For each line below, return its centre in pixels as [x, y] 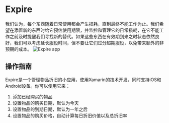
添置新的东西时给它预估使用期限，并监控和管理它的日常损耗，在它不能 [87, 30]
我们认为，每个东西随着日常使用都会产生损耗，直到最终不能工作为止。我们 [82, 24]
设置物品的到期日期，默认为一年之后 [50, 109]
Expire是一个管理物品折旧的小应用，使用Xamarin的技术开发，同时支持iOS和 [83, 80]
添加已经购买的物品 [32, 96]
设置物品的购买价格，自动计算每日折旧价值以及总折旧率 [70, 115]
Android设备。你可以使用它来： [38, 86]
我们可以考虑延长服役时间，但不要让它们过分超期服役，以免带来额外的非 [89, 43]
